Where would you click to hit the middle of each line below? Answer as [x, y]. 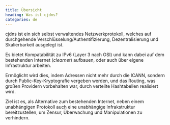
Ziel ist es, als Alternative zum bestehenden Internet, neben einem [75, 102]
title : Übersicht [24, 10]
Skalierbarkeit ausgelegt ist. [34, 45]
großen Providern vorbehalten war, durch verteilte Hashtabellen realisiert [82, 86]
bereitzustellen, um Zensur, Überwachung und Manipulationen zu [74, 112]
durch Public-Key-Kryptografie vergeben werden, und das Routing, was [80, 81]
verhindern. [17, 118]
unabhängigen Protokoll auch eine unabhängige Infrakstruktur [70, 107]
